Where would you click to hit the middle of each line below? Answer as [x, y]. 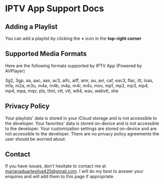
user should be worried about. [36, 139]
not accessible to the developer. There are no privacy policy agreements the [82, 133]
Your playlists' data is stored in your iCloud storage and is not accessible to [81, 118]
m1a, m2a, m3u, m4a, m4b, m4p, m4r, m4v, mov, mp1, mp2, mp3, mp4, [77, 85]
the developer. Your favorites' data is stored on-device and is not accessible [82, 123]
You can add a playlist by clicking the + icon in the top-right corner [73, 38]
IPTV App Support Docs [55, 9]
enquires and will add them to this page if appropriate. [60, 177]
